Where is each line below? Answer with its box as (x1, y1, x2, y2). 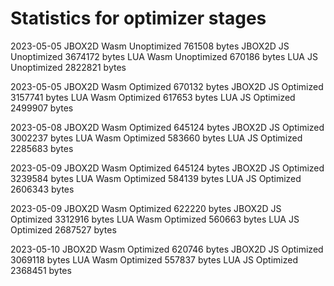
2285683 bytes (10, 142, 74, 154)
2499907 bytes (10, 102, 74, 114)
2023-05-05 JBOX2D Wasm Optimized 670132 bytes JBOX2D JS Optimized (10, 80, 324, 92)
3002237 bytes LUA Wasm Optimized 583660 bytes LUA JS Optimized (10, 132, 303, 144)
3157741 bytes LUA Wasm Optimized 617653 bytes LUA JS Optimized (10, 91, 296, 103)
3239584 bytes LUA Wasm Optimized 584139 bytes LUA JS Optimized (10, 172, 302, 184)
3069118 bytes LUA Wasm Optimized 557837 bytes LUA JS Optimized (10, 253, 298, 266)
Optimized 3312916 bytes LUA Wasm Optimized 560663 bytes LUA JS (10, 213, 300, 225)
